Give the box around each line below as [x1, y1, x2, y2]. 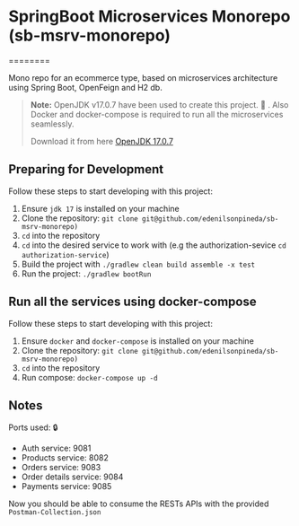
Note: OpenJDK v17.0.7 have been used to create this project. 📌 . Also [30, 99, 289, 110]
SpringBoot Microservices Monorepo [8, 6, 291, 27]
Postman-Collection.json [8, 508, 101, 517]
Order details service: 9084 [21, 471, 124, 482]
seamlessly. [30, 118, 75, 129]
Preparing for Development [8, 162, 164, 177]
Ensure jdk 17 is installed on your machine [21, 203, 180, 214]
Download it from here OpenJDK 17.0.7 [30, 136, 174, 146]
